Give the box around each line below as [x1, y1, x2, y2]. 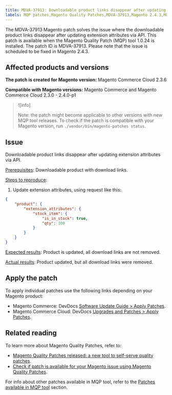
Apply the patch [5, 274, 58, 283]
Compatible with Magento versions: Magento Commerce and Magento [5, 87, 157, 93]
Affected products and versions [5, 63, 109, 72]
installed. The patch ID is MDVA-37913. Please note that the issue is [5, 43, 148, 49]
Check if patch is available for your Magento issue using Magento [12, 363, 152, 369]
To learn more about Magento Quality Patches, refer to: [5, 342, 122, 348]
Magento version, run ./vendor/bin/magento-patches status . [17, 123, 146, 129]
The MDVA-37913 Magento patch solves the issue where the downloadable [5, 26, 164, 32]
